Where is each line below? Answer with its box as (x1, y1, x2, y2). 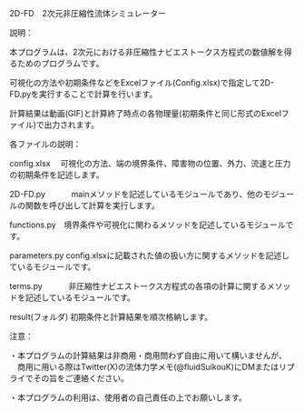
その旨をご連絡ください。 (33, 373, 129, 384)
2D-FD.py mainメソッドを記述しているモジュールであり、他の (9, 189, 263, 199)
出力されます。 (44, 119, 100, 130)
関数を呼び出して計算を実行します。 (25, 200, 161, 211)
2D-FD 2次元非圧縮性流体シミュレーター (9, 8, 166, 18)
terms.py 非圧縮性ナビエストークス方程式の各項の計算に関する (9, 281, 268, 291)
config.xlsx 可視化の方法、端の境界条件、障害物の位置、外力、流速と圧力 (9, 158, 291, 168)
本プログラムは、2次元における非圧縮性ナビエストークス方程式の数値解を (9, 46, 284, 57)
